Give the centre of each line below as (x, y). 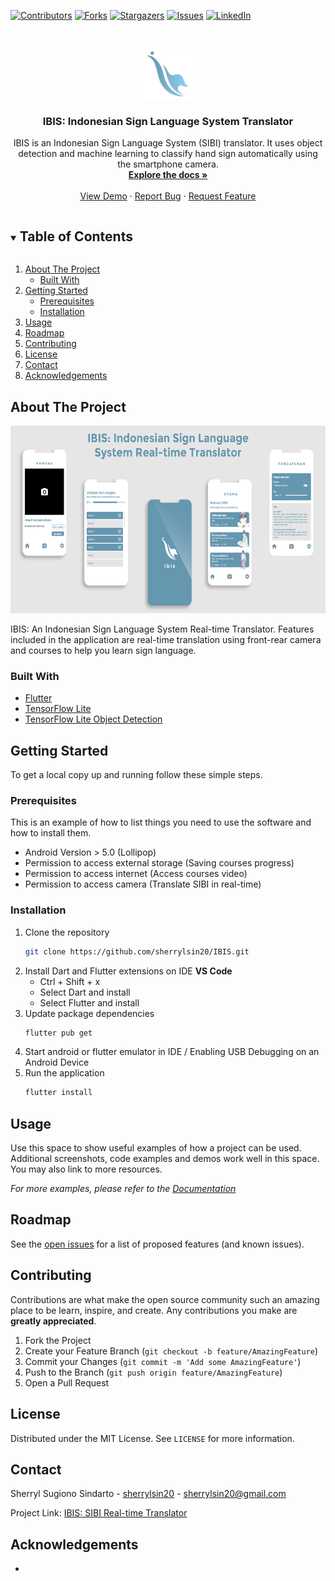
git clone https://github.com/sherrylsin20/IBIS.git (137, 951)
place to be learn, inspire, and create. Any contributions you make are (154, 1310)
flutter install (58, 1093)
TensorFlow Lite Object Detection (93, 719)
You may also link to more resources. (86, 1169)
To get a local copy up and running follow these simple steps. (136, 775)
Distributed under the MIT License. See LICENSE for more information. (152, 1438)
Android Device (57, 1062)
